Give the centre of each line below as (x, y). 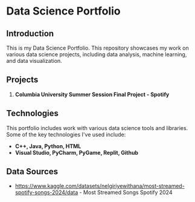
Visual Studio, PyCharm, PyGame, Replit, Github (77, 152)
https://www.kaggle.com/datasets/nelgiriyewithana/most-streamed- (100, 186)
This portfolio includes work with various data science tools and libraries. (97, 128)
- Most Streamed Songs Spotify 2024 (126, 192)
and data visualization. (34, 61)
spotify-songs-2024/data (46, 192)
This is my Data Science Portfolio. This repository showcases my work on (97, 48)
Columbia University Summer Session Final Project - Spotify (92, 94)
